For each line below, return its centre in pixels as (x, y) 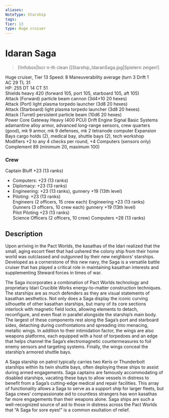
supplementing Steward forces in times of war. (54, 273)
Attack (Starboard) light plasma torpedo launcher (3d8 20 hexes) (72, 109)
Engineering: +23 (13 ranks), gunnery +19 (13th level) (67, 191)
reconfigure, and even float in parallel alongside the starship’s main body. (81, 315)
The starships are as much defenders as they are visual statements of (77, 293)
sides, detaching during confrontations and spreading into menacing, (77, 325)
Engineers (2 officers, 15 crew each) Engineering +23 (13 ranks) (78, 202)
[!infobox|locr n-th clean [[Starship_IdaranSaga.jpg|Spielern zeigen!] (89, 67)
